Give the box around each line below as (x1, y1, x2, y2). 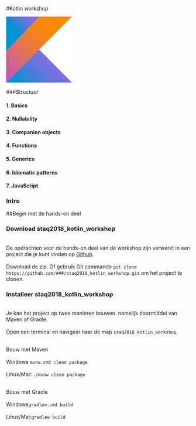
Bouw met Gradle (6, 388, 48, 396)
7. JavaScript (6, 182, 39, 189)
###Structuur (6, 88, 39, 96)
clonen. (6, 275, 25, 282)
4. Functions (6, 142, 37, 149)
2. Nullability (6, 115, 38, 122)
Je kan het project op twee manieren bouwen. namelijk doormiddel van (6, 310, 177, 317)
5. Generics (6, 155, 35, 162)
